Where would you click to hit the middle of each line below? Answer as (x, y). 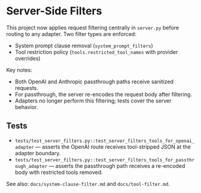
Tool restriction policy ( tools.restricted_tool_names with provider (96, 52)
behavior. (26, 107)
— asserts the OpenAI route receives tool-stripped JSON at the (113, 147)
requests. (27, 88)
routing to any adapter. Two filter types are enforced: (71, 34)
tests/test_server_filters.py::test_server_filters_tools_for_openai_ (105, 141)
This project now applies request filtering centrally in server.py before (93, 28)
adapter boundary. (38, 153)
